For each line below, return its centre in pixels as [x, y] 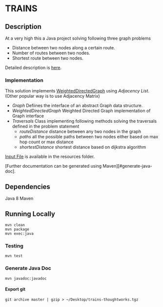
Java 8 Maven [19, 198]
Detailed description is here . [33, 67]
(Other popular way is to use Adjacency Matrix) [52, 96]
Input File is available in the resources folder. [50, 156]
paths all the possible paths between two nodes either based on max [89, 137]
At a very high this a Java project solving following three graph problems [78, 38]
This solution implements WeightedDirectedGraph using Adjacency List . [77, 91]
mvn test [14, 256]
